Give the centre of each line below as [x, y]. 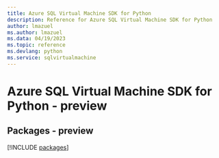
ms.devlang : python [35, 52]
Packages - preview [50, 131]
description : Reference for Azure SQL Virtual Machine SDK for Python [110, 20]
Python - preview [57, 106]
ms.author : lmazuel [35, 32]
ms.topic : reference [37, 45]
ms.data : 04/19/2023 [37, 39]
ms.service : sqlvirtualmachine [52, 58]
